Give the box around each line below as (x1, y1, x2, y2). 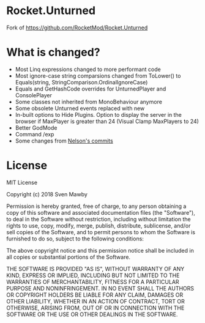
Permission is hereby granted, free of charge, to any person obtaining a (6, 202, 187, 210)
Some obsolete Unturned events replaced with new (15, 105, 145, 112)
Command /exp (15, 130, 54, 138)
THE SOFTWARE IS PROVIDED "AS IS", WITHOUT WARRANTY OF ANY (6, 265, 185, 272)
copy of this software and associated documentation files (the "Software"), (6, 209, 196, 216)
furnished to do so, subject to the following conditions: (6, 235, 144, 242)
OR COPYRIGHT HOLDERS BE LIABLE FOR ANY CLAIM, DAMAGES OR (6, 291, 184, 299)
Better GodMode (15, 124, 58, 132)
